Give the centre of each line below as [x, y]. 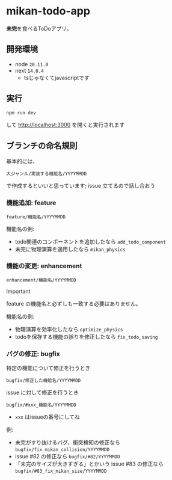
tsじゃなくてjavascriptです [57, 78]
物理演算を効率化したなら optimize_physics [69, 329]
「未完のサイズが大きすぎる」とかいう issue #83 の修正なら [89, 464]
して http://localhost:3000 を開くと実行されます [66, 125]
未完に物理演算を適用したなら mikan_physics [70, 249]
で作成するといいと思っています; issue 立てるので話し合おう [81, 186]
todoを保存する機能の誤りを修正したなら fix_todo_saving [86, 337]
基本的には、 [22, 161]
